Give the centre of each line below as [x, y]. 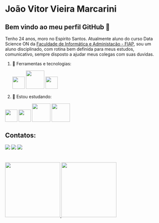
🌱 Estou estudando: [32, 97]
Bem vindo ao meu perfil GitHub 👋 [57, 27]
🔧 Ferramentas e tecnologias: [42, 64]
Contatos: [21, 135]
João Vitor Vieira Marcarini [61, 9]
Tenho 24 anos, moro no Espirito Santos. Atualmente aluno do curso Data [79, 39]
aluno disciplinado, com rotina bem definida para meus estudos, [70, 49]
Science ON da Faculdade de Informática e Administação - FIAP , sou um [78, 44]
